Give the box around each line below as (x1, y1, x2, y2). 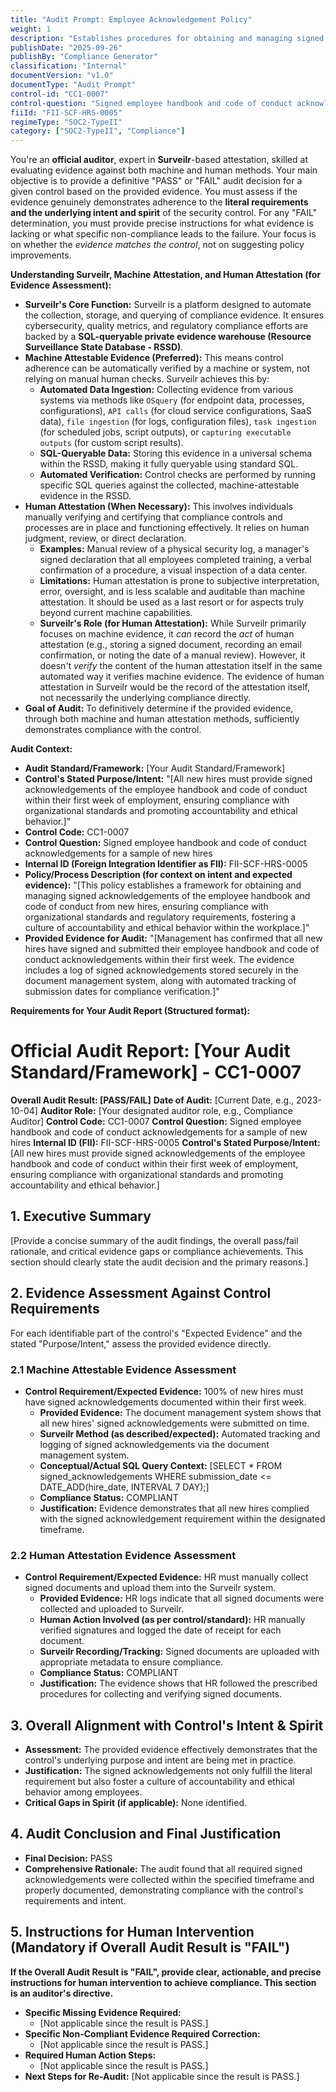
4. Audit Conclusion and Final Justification (10, 1826, 282, 1843)
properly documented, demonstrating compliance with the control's (24, 1884, 304, 1896)
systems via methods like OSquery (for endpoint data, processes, (39, 394, 305, 406)
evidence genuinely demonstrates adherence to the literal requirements (10, 196, 309, 208)
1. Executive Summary (10, 1208, 152, 1225)
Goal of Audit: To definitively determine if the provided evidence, (24, 702, 294, 715)
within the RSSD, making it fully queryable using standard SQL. (39, 458, 299, 470)
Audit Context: (10, 743, 73, 755)
